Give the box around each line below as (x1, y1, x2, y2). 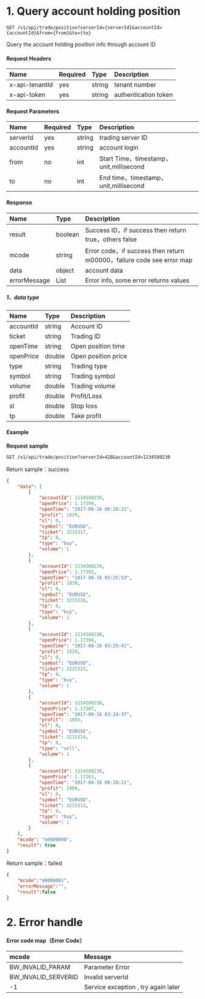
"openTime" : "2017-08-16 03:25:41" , (38, 643, 132, 649)
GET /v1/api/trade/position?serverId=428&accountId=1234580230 (6, 454, 171, 460)
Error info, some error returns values (85, 276, 190, 284)
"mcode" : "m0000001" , (17, 878, 70, 884)
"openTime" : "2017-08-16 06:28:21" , (38, 780, 132, 786)
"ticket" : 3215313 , (38, 802, 88, 809)
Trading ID (70, 332, 101, 341)
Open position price (70, 352, 128, 360)
